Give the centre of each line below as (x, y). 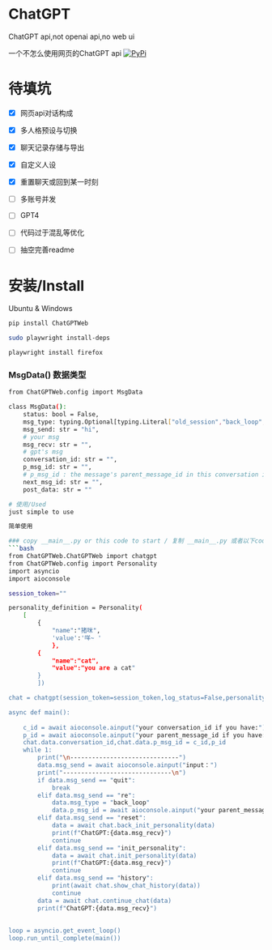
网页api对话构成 (47, 113)
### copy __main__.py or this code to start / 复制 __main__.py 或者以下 (132, 541)
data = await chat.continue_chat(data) (105, 901)
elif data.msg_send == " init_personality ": (112, 848)
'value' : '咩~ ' (76, 638)
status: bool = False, (61, 415)
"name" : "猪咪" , (76, 631)
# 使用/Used (27, 504)
